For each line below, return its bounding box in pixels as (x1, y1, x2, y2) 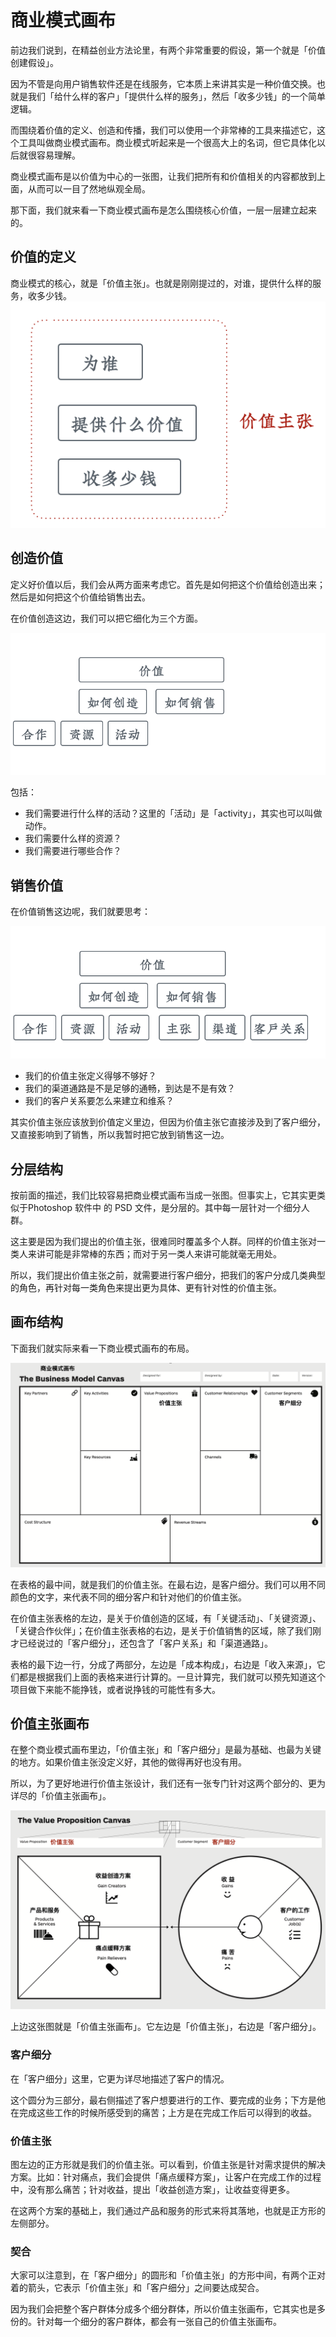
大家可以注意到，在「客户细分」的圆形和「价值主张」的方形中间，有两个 (10, 2269, 308, 2281)
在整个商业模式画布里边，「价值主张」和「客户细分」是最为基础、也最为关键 (10, 1744, 322, 1756)
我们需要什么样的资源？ (24, 832, 122, 845)
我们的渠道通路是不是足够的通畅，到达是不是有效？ (24, 1082, 236, 1095)
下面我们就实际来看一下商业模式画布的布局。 (10, 1342, 195, 1354)
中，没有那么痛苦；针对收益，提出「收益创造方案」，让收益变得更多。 (10, 2183, 295, 2195)
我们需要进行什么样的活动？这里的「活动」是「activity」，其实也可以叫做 (24, 807, 323, 820)
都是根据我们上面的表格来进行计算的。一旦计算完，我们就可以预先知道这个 (18, 1671, 326, 1683)
